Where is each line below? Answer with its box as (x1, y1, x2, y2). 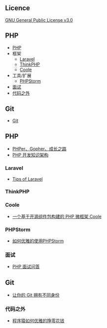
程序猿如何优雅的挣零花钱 (12, 318, 65, 324)
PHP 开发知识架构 (12, 152, 49, 158)
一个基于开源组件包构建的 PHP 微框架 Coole (12, 213, 102, 219)
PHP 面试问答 (12, 264, 40, 270)
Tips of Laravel (12, 176, 43, 182)
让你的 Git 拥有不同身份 (12, 292, 60, 298)
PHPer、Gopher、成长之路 (12, 146, 67, 152)
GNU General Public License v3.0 (5, 17, 73, 23)
